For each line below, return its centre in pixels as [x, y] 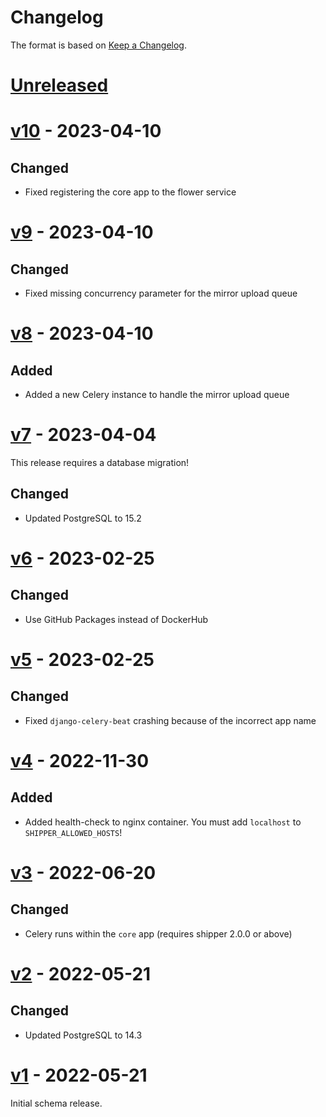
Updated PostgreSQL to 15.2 [83, 518]
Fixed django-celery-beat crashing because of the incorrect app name [170, 720]
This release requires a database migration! [100, 463]
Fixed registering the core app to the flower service [130, 192]
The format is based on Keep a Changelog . [98, 45]
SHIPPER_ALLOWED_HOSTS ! [73, 832]
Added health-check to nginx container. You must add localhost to [163, 822]
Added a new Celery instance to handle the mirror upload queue [157, 395]
